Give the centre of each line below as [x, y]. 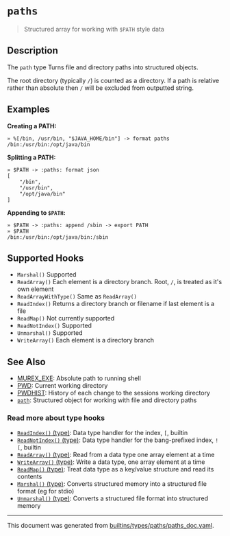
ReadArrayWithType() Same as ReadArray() [77, 296]
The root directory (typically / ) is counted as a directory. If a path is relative [113, 80]
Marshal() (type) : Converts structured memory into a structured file [112, 484]
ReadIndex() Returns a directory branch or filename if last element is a [116, 304]
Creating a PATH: [32, 126]
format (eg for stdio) [46, 491]
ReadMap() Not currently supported [66, 318]
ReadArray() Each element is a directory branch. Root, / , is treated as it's [119, 282]
